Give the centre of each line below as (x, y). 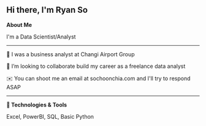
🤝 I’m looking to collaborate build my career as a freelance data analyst (96, 66)
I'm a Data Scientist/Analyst (41, 37)
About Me (19, 24)
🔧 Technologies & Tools (37, 105)
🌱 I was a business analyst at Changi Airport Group (71, 54)
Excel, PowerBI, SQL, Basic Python (50, 116)
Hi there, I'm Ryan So (47, 10)
